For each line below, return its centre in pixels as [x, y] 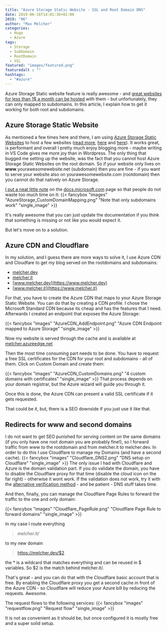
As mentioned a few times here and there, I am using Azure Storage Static [81, 137]
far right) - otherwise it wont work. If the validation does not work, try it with [83, 479]
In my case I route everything [35, 524]
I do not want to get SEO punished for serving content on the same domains [83, 436]
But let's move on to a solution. [37, 229]
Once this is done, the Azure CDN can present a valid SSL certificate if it [79, 394]
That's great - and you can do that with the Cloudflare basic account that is [82, 578]
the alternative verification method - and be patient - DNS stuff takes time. [81, 484]
